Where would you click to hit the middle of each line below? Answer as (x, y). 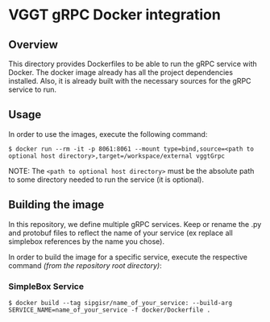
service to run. (33, 89)
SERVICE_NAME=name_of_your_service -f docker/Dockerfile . (110, 310)
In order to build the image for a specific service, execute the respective (128, 257)
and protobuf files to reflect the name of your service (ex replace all (121, 233)
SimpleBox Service (46, 286)
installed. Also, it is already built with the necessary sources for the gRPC (130, 81)
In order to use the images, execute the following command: (108, 134)
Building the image (56, 205)
